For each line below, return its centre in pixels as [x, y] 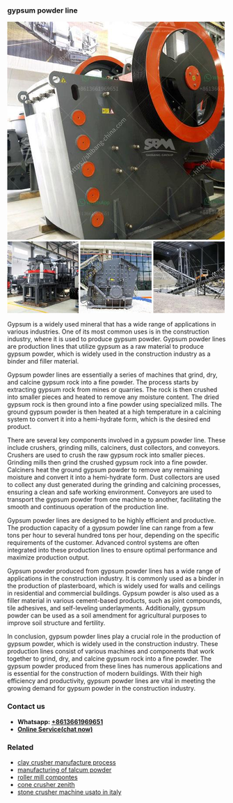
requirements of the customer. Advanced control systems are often [103, 543]
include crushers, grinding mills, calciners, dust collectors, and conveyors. [114, 448]
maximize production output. [48, 557]
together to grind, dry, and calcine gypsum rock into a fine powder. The [110, 659]
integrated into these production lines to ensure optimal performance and [112, 550]
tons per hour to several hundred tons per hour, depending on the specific [113, 535]
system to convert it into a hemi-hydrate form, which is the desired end [109, 419]
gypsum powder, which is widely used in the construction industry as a [109, 354]
